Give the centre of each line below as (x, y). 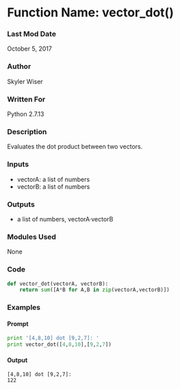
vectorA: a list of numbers (53, 179)
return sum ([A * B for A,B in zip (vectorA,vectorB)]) (94, 290)
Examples (24, 308)
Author (19, 66)
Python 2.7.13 (26, 114)
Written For (26, 99)
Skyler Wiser (25, 81)
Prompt (18, 323)
